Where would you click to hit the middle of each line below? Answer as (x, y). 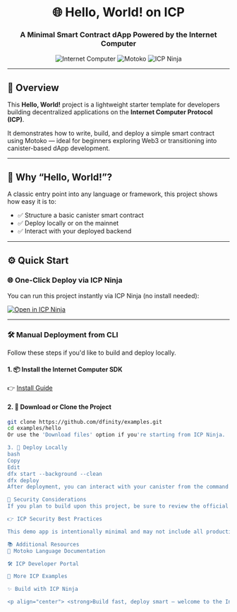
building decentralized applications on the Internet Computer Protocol (110, 112)
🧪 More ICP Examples (38, 576)
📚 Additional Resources (43, 544)
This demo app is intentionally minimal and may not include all (105, 532)
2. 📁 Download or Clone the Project (59, 407)
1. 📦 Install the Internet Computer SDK (65, 369)
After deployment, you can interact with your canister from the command (118, 487)
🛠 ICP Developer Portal (43, 564)
